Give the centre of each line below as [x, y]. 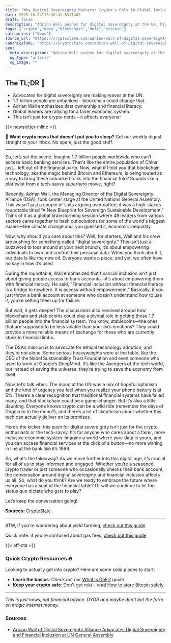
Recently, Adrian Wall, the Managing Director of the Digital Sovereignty [79, 194]
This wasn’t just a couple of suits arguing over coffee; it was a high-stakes [83, 205]
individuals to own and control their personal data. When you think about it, [84, 253]
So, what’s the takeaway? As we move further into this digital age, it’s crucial [85, 459]
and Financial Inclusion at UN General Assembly [63, 635]
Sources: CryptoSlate [28, 511]
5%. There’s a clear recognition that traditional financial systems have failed [85, 395]
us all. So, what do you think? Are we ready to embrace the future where [81, 480]
